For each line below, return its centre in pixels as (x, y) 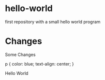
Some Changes (20, 54)
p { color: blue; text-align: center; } (39, 64)
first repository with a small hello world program (53, 22)
